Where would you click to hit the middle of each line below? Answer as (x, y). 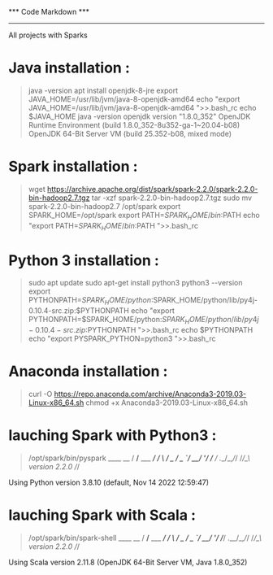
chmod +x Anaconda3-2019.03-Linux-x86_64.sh (167, 403)
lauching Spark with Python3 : (113, 436)
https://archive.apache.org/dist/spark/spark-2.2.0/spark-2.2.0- (153, 189)
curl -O (40, 394)
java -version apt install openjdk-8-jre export (103, 90)
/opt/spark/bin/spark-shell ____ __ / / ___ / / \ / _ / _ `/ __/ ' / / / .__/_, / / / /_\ (145, 538)
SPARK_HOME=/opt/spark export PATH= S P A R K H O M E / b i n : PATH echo (144, 216)
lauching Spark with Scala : (102, 515)
